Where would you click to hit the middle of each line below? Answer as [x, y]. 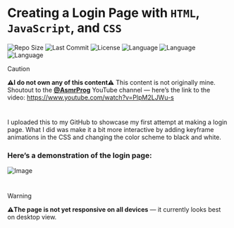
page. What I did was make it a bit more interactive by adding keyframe [111, 130]
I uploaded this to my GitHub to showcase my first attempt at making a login [117, 122]
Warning [19, 196]
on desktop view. [32, 217]
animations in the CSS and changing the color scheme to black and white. [115, 137]
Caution [19, 68]
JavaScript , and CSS [64, 28]
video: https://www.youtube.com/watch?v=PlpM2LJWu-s [91, 97]
